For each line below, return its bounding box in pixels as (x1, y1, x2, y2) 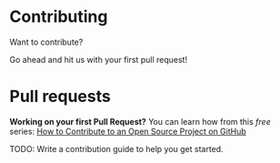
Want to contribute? (9, 36, 84, 47)
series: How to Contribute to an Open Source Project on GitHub (9, 126, 247, 137)
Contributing (9, 6, 108, 27)
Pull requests (9, 87, 111, 107)
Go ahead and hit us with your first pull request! (9, 54, 188, 65)
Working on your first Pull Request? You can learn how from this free (9, 116, 271, 127)
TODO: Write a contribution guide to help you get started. (9, 143, 225, 154)
